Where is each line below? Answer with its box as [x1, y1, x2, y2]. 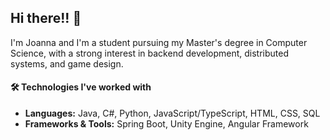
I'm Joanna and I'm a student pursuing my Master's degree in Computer [10, 36, 308, 48]
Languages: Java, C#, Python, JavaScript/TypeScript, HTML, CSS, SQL [24, 107, 321, 120]
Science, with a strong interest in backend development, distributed [10, 47, 290, 59]
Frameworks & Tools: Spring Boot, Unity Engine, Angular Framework [24, 118, 309, 130]
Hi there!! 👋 [10, 10, 82, 27]
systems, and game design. [10, 57, 124, 70]
